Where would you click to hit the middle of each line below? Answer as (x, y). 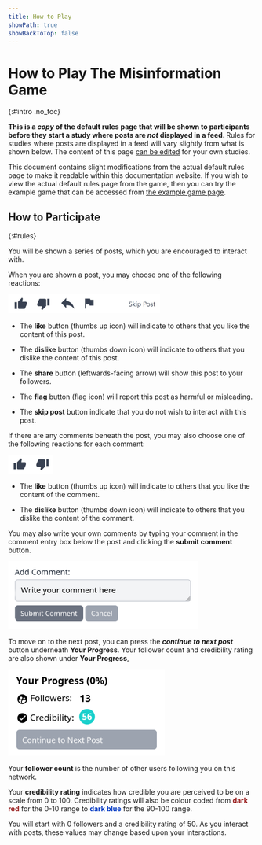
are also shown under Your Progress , (69, 659)
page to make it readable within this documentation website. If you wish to (128, 175)
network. (23, 777)
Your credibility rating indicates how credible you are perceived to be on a (129, 792)
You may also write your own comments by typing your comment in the (123, 533)
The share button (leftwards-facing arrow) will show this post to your (131, 373)
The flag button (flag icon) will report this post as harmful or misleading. (136, 397)
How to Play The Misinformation (115, 73)
